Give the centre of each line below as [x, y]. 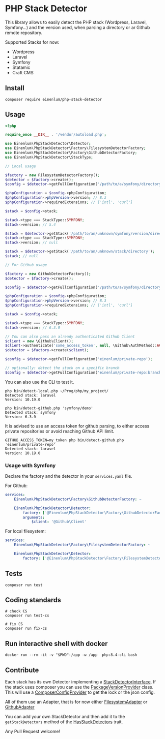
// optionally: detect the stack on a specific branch [62, 368]
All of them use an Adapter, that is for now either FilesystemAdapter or [76, 702]
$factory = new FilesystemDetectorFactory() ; [52, 175]
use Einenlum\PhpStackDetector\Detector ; [48, 144]
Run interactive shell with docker [56, 643]
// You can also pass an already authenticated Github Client [70, 337]
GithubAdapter [20, 707]
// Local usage [21, 166]
